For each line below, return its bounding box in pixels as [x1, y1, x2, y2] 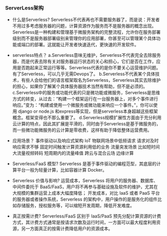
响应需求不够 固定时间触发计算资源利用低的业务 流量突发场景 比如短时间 [12, 144, 160, 150]
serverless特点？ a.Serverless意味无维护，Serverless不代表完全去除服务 [12, 52, 161, 58]
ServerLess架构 [5, 4, 44, 11]
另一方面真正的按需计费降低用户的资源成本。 [21, 226, 113, 232]
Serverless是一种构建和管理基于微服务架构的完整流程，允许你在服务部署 [12, 29, 161, 35]
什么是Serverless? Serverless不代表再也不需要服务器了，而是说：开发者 [12, 16, 160, 23]
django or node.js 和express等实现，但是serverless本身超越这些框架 [18, 108, 158, 114]
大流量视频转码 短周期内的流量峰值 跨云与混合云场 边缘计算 [12, 150, 134, 156]
